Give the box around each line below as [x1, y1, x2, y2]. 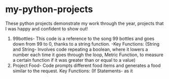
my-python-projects [5, 4, 93, 15]
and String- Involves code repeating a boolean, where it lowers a [12, 46, 148, 52]
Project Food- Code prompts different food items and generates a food [12, 62, 161, 68]
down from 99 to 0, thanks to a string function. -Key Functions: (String [12, 41, 160, 47]
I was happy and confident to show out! [5, 25, 88, 31]
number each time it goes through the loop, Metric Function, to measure [12, 52, 163, 58]
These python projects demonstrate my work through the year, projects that [5, 20, 164, 26]
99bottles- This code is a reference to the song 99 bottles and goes [12, 35, 155, 42]
